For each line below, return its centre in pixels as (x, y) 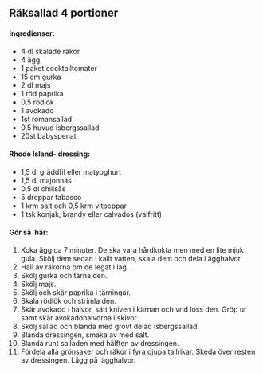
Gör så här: (29, 232)
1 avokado (37, 110)
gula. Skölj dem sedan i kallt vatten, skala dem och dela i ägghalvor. (131, 259)
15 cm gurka (41, 77)
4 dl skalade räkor (50, 51)
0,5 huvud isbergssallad (60, 128)
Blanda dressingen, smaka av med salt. (85, 335)
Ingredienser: (32, 33)
